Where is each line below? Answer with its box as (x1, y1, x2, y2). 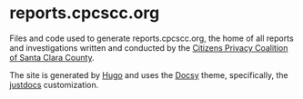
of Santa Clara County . (9, 52, 95, 63)
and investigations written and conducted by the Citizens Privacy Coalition (9, 42, 288, 53)
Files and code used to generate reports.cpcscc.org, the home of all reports (9, 33, 294, 44)
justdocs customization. (9, 79, 99, 90)
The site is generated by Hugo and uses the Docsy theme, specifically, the (9, 69, 288, 80)
